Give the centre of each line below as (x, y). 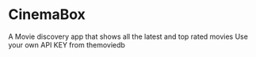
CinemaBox (47, 15)
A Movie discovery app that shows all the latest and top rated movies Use (128, 36)
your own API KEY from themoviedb (67, 44)
